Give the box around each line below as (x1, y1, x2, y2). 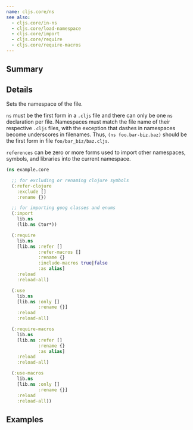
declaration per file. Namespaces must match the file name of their (6, 118, 170, 125)
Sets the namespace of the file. (6, 100, 83, 107)
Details (6, 84, 33, 94)
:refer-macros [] (38, 249, 82, 255)
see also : (6, 14, 31, 20)
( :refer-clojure (11, 183, 52, 189)
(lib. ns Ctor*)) (17, 222, 58, 228)
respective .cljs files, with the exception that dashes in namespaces (6, 125, 176, 132)
